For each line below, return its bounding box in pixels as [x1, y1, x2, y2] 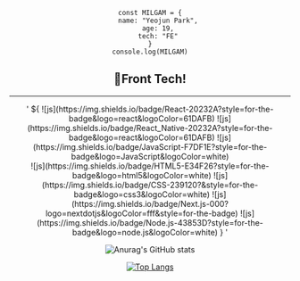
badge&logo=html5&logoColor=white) [71, 169, 212, 180]
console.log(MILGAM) [111, 47, 189, 56]
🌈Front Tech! [113, 71, 187, 87]
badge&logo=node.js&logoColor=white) [71, 227, 219, 237]
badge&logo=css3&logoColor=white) [73, 188, 211, 200]
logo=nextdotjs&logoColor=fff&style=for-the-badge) [45, 208, 238, 219]
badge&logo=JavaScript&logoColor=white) [71, 151, 229, 161]
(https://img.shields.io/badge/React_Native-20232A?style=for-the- [27, 122, 273, 133]
